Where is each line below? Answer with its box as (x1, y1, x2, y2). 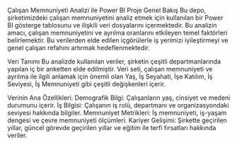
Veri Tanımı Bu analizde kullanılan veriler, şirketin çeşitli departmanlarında (7, 57, 221, 66)
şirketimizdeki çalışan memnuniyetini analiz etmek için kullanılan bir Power (7, 13, 224, 22)
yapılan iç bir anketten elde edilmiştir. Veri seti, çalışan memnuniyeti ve (7, 65, 213, 73)
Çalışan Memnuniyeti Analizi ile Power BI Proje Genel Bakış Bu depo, (7, 6, 207, 14)
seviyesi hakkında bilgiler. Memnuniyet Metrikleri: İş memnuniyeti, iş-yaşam (7, 109, 227, 117)
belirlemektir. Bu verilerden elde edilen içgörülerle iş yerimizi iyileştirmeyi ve (7, 36, 229, 45)
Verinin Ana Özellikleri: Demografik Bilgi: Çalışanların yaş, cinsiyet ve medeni (7, 93, 231, 102)
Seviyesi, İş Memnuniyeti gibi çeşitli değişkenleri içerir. (7, 80, 166, 88)
